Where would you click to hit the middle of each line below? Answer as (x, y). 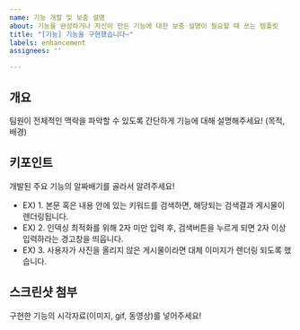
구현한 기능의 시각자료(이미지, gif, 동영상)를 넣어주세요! (106, 316)
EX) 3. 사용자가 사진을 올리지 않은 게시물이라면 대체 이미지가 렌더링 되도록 (152, 250)
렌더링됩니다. (45, 216)
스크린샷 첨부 (44, 292)
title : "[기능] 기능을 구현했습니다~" (71, 34)
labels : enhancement (48, 43)
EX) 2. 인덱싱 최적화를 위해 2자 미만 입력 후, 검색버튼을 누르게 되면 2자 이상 (154, 227)
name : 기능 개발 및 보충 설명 (57, 17)
